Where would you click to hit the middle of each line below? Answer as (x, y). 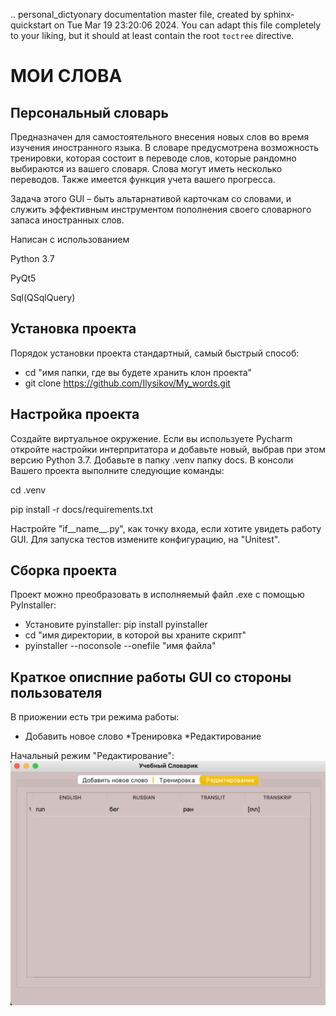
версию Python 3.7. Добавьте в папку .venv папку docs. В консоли (152, 460)
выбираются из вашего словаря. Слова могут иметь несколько (146, 168)
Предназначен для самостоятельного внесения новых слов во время (160, 137)
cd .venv (28, 490)
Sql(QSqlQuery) (43, 297)
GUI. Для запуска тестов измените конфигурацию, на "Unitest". (145, 539)
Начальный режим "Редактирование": (92, 756)
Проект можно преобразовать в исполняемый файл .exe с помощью (157, 595)
